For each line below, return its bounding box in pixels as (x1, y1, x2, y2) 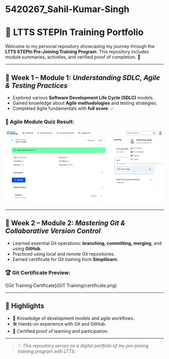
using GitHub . (12, 246, 42, 252)
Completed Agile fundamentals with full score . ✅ (12, 105, 115, 111)
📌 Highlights (5, 302, 44, 311)
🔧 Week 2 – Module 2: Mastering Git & (5, 219, 126, 227)
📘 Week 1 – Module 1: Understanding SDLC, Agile (5, 73, 160, 82)
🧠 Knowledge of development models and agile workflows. (12, 315, 135, 321)
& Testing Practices (5, 81, 68, 90)
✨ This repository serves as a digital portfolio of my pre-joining (17, 342, 149, 348)
